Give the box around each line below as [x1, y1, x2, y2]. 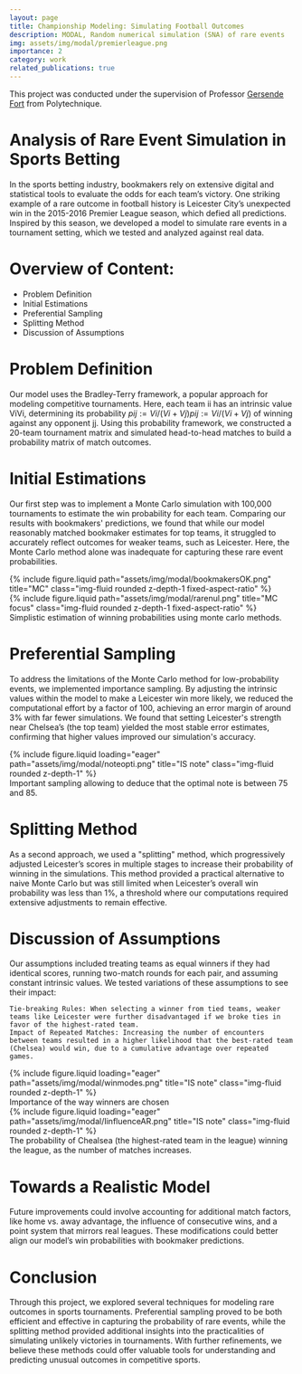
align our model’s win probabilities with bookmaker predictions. [9, 1236, 245, 1246]
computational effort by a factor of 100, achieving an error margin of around [9, 702, 292, 713]
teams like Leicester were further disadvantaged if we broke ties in [9, 1012, 281, 1022]
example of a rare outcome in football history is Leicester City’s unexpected [9, 198, 291, 209]
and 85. [9, 787, 38, 798]
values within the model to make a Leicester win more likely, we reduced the [9, 693, 294, 704]
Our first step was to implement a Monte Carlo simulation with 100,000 [9, 498, 272, 509]
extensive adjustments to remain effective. [9, 896, 167, 907]
